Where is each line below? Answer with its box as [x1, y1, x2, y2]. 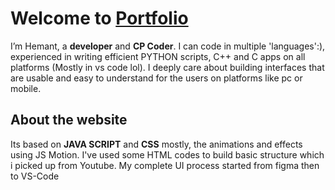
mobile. [10, 82, 42, 94]
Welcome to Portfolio [10, 7, 189, 30]
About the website [10, 112, 128, 129]
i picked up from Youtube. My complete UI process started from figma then [10, 159, 320, 171]
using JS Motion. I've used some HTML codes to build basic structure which [10, 148, 325, 161]
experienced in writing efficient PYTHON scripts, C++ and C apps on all [10, 50, 306, 62]
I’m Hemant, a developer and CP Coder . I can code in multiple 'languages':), [10, 40, 326, 52]
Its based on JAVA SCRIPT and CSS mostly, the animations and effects [10, 138, 303, 150]
